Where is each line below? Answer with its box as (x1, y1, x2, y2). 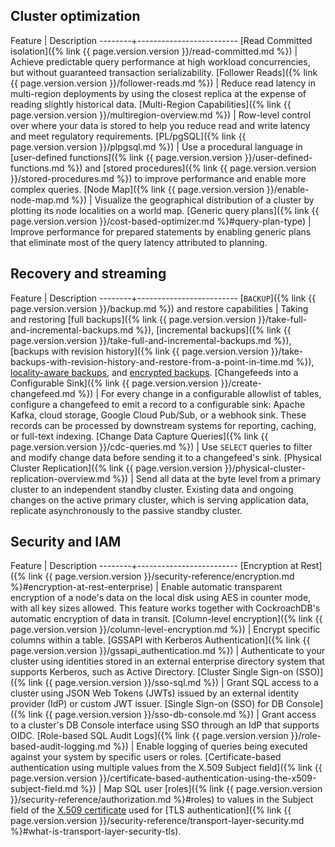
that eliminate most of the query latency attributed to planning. (10, 236, 268, 248)
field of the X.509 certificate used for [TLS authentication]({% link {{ (10, 804, 292, 816)
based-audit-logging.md (10, 740, 112, 753)
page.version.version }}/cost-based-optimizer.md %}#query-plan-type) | (10, 215, 312, 227)
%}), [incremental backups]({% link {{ (135, 324, 292, 336)
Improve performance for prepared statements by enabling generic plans (10, 225, 312, 238)
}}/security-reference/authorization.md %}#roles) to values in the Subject (10, 794, 314, 806)
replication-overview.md (10, 472, 111, 484)
